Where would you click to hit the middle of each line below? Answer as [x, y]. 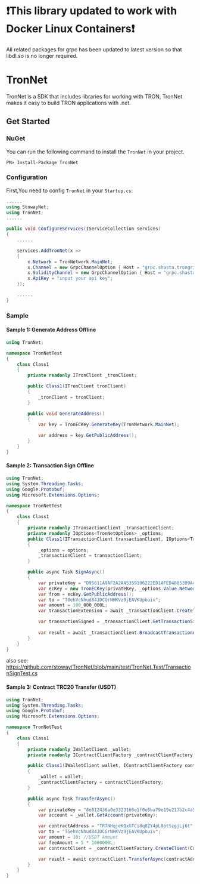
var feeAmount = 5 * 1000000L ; [77, 843]
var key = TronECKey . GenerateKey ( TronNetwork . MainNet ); [109, 425]
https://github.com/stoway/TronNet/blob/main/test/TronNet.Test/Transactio [99, 667]
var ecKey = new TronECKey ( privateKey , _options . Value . [109, 589]
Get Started [28, 121]
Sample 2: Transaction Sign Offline [50, 466]
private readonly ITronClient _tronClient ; [82, 375]
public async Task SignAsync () [66, 572]
